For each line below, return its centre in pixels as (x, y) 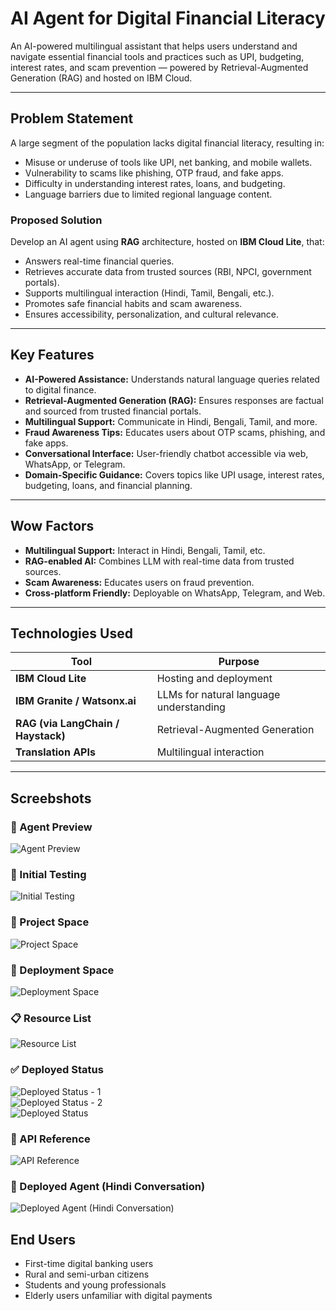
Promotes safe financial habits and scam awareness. (133, 304)
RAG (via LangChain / (67, 724)
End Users (43, 1239)
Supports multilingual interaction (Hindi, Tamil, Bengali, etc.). (149, 293)
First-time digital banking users (89, 1264)
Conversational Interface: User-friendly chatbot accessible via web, (166, 453)
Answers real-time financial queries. (99, 261)
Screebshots (51, 798)
